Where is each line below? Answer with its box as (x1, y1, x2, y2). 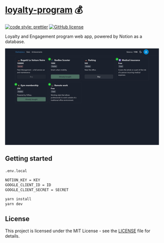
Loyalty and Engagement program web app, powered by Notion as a (5, 33, 143, 39)
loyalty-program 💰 (5, 4, 83, 16)
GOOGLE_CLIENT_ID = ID (5, 182, 51, 187)
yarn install (5, 196, 32, 201)
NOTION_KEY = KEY (5, 177, 41, 182)
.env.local (5, 168, 27, 173)
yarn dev (5, 201, 23, 206)
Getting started (5, 154, 53, 163)
